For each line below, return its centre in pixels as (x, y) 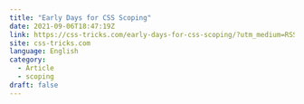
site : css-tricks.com (50, 43)
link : (19, 34)
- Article (36, 69)
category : (28, 60)
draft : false (34, 85)
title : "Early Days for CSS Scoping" (81, 18)
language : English (44, 52)
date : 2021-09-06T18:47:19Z (62, 26)
